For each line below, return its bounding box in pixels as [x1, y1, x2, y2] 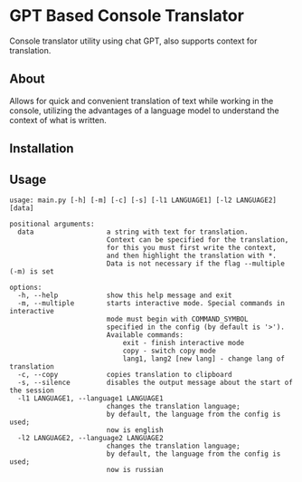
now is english [106, 425, 165, 435]
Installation [9, 141, 74, 157]
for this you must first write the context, [106, 243, 278, 252]
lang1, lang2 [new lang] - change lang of [122, 354, 285, 363]
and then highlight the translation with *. [106, 251, 278, 260]
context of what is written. [9, 114, 107, 125]
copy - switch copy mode [122, 346, 217, 355]
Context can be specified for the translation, [106, 235, 289, 245]
